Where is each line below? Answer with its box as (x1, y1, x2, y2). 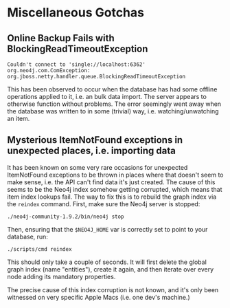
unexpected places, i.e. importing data (7, 145, 176, 157)
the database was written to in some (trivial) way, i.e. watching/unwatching (7, 107, 219, 115)
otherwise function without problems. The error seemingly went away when (7, 100, 222, 108)
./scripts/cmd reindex (7, 245, 72, 252)
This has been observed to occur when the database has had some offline (7, 85, 218, 93)
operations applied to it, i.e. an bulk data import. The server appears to (7, 93, 207, 100)
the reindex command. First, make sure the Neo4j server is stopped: (7, 199, 200, 208)
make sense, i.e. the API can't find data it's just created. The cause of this (7, 177, 216, 186)
